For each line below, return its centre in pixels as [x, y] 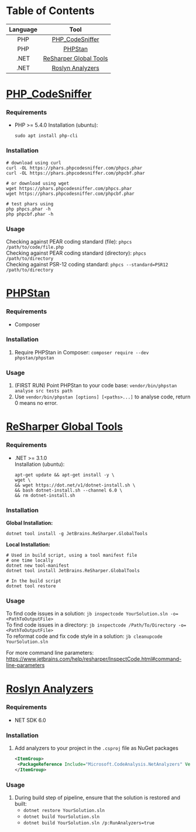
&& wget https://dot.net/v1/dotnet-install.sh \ [75, 485]
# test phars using [30, 204]
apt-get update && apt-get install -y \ [64, 475]
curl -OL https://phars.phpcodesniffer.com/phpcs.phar [74, 168]
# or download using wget [37, 183]
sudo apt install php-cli [46, 136]
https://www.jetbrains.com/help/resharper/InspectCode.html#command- [94, 659]
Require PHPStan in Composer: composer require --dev [82, 352]
